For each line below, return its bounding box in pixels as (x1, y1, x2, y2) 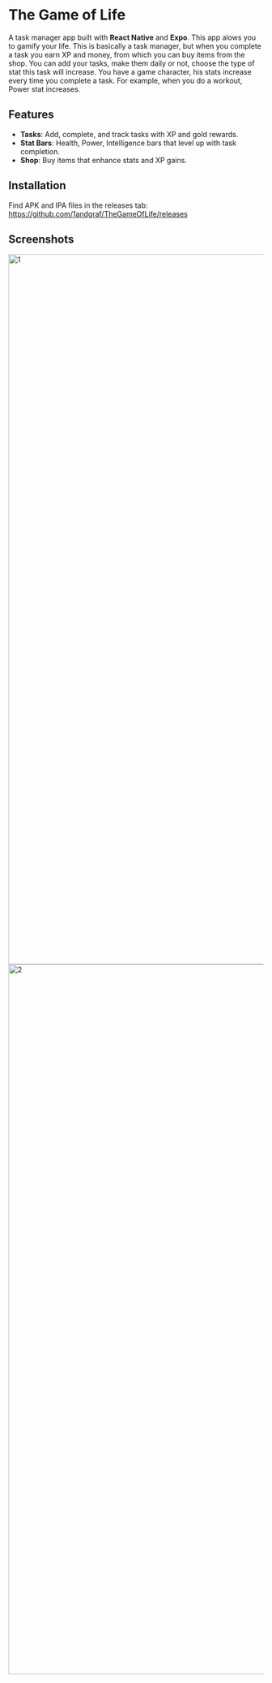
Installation (8, 179, 66, 192)
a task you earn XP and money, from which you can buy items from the (8, 49, 245, 59)
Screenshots (8, 232, 74, 246)
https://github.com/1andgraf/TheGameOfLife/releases (8, 209, 188, 218)
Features (8, 108, 54, 122)
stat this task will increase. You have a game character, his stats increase (8, 67, 253, 76)
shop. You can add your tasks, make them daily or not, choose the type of (8, 58, 255, 68)
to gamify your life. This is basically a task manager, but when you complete (8, 41, 261, 50)
